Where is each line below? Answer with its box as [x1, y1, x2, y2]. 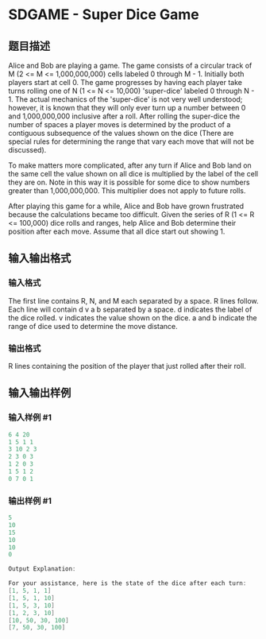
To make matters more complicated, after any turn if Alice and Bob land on [8, 161, 252, 170]
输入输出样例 [8, 386, 71, 400]
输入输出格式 [8, 252, 71, 265]
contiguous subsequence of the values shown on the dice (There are [8, 129, 234, 137]
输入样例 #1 [8, 412, 52, 423]
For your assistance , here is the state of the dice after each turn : [8, 579, 247, 587]
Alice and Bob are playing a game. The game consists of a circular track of [8, 61, 253, 70]
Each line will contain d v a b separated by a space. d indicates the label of [8, 304, 253, 314]
